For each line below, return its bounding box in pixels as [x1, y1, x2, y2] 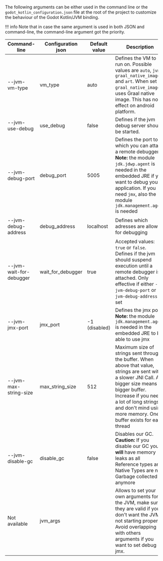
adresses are [115, 223, 145, 230]
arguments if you [115, 536, 154, 542]
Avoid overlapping [115, 524, 157, 530]
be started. [115, 128, 140, 135]
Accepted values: [115, 238, 155, 245]
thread [115, 423, 130, 429]
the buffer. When [115, 356, 154, 362]
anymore [115, 479, 136, 486]
